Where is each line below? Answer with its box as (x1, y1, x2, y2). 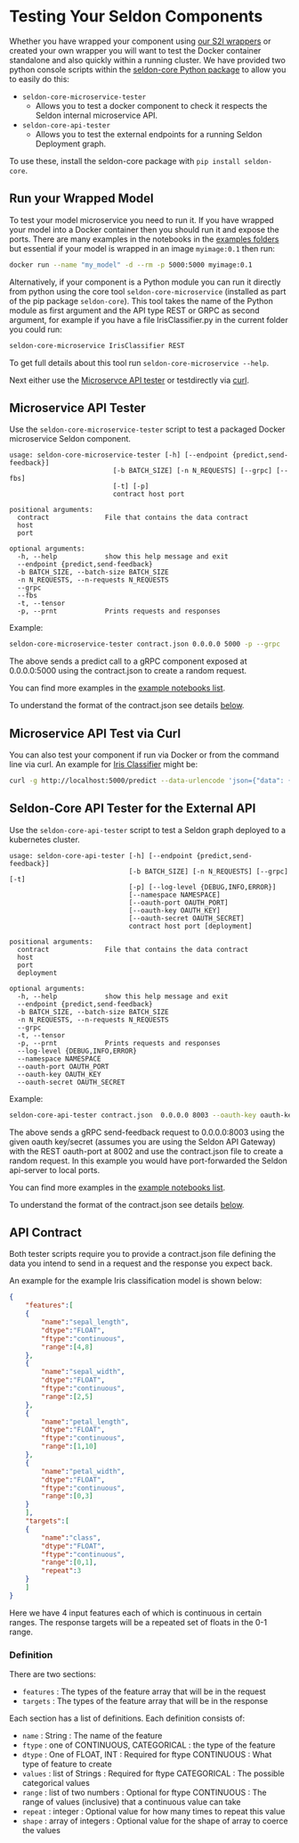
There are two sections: (9, 1669, 96, 1680)
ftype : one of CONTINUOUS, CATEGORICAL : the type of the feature (21, 1740, 276, 1750)
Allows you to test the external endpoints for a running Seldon (35, 128, 263, 139)
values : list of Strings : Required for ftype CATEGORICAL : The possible (21, 1768, 285, 1779)
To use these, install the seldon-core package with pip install (9, 155, 241, 166)
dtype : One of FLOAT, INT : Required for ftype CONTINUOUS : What (21, 1749, 272, 1760)
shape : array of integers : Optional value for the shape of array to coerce (21, 1815, 288, 1826)
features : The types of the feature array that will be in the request (21, 1686, 266, 1697)
